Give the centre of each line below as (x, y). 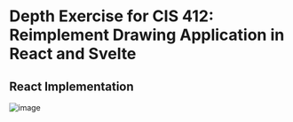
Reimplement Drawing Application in (147, 35)
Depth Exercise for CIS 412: (112, 16)
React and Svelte (73, 54)
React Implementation (72, 86)
